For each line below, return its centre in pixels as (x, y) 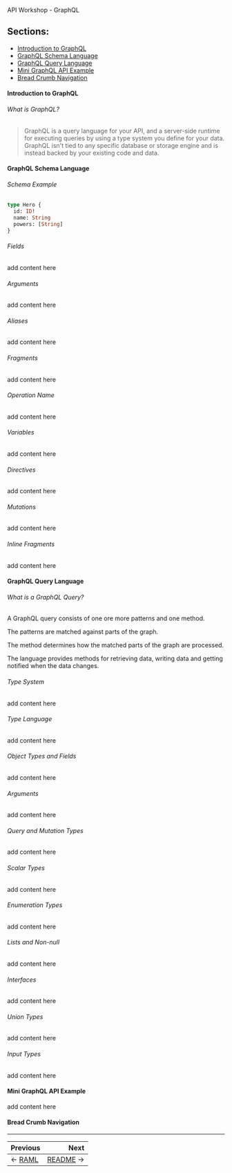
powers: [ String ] (38, 225)
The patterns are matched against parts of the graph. (83, 632)
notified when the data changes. (53, 666)
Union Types (25, 1017)
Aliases (18, 321)
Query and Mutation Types (46, 830)
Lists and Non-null (33, 942)
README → (66, 1160)
